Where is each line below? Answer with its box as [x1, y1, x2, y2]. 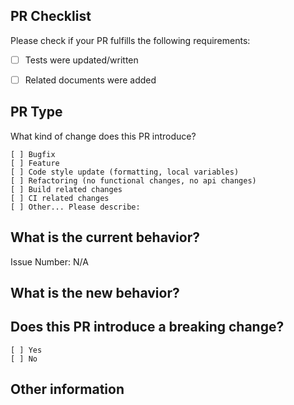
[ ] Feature [10, 158, 60, 168]
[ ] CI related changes [10, 193, 110, 203]
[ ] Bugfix [10, 149, 56, 159]
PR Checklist [10, 8, 92, 25]
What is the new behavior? [10, 284, 180, 301]
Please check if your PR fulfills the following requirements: [10, 34, 251, 46]
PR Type [10, 104, 63, 121]
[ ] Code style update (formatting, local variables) [10, 167, 240, 177]
